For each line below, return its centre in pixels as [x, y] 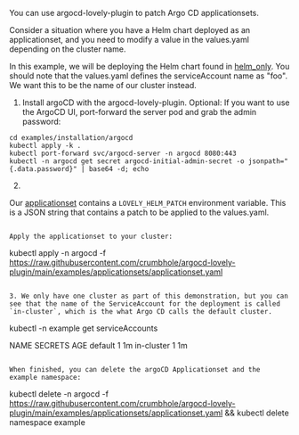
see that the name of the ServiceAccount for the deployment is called [145, 304]
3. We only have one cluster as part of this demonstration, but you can [149, 296]
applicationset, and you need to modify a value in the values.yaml [129, 40]
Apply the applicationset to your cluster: [91, 236]
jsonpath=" [268, 161]
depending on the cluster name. [68, 49]
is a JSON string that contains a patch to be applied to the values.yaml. [139, 212]
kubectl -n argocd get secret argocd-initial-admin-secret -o [127, 161]
